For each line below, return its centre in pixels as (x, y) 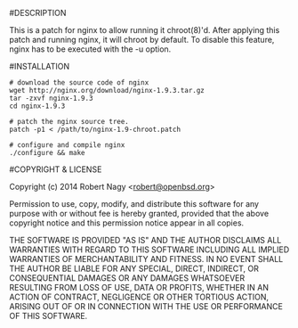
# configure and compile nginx (67, 145)
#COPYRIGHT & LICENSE (56, 169)
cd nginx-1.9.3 (37, 106)
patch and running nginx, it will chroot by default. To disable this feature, (142, 40)
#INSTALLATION (39, 66)
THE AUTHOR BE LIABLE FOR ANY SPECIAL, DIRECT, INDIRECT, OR (134, 268)
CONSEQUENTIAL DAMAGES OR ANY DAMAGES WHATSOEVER (127, 278)
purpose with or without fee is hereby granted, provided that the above (139, 213)
